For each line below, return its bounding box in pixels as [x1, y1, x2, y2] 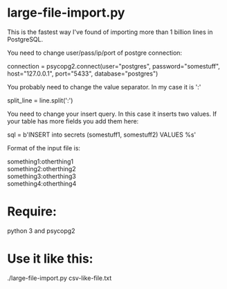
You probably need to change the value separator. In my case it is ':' [7, 82, 201, 91]
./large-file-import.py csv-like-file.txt [7, 274, 112, 282]
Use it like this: [7, 251, 93, 267]
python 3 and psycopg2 [7, 227, 75, 235]
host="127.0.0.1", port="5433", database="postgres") [7, 69, 158, 78]
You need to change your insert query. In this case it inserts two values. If [7, 110, 217, 118]
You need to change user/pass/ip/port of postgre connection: [7, 49, 182, 57]
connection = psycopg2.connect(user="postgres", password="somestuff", [7, 62, 220, 70]
